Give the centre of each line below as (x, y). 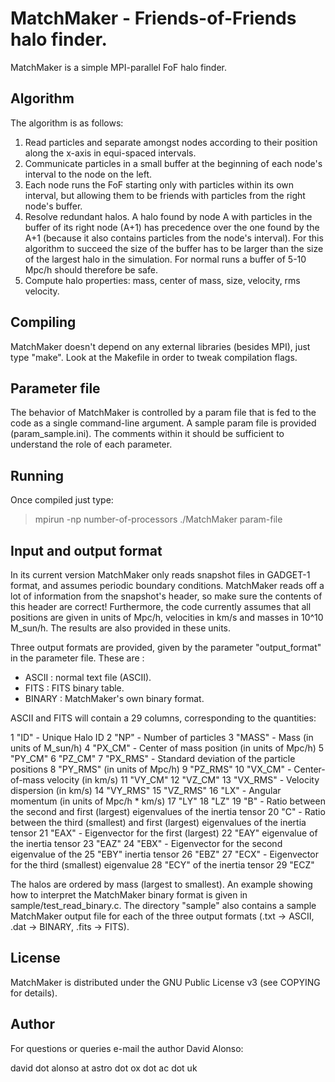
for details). (34, 993)
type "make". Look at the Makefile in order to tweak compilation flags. (154, 357)
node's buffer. (53, 206)
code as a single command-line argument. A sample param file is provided (163, 423)
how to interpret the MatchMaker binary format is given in (129, 895)
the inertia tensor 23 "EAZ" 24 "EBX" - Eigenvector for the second (146, 843)
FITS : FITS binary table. (74, 688)
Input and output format (86, 550)
